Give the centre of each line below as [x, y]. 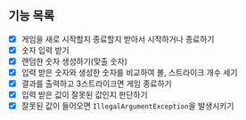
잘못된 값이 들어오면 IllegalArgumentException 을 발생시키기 [127, 106]
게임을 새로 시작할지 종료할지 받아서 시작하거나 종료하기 [118, 39]
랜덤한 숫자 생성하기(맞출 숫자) [74, 61]
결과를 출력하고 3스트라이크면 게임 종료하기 [96, 84]
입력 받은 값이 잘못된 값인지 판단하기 [84, 95]
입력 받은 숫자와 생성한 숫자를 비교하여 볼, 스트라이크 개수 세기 [129, 72]
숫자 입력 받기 [45, 50]
